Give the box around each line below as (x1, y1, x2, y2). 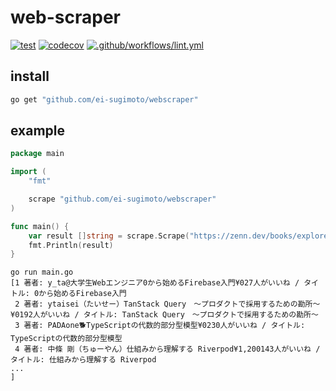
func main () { (10, 221, 70, 231)
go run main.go (10, 267, 74, 278)
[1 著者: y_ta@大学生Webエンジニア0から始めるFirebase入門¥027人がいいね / (10, 278, 300, 288)
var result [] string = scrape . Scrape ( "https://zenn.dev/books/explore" (28, 231, 333, 241)
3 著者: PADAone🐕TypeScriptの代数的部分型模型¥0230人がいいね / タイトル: (14, 321, 306, 331)
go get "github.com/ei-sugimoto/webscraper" (10, 94, 199, 105)
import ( (10, 167, 47, 177)
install (10, 68, 50, 85)
